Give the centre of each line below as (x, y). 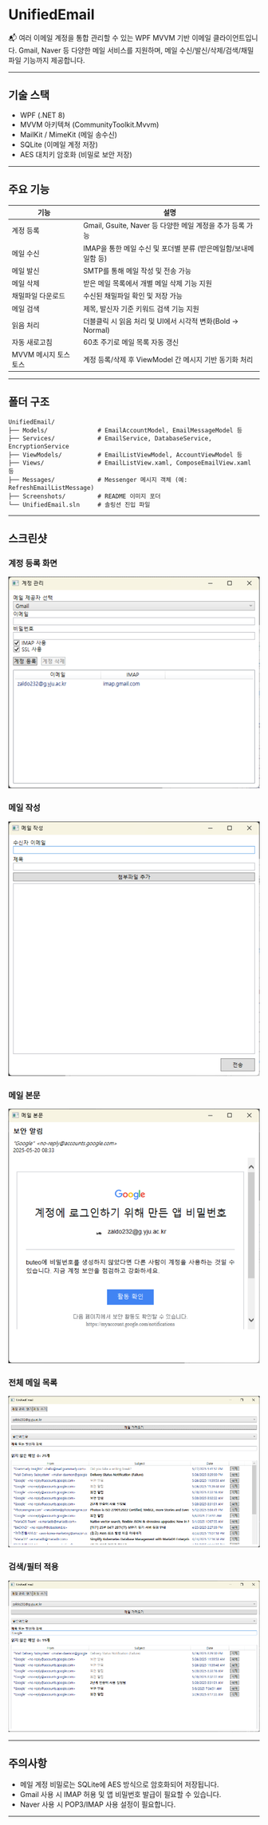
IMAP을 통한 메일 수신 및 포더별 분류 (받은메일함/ (159, 248)
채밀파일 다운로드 (38, 296)
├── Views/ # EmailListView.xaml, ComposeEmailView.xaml (130, 463)
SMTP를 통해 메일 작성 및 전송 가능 (137, 271)
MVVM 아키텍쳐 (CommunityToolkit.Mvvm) (89, 124)
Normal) (97, 330)
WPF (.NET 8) (42, 115)
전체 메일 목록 (33, 1382)
